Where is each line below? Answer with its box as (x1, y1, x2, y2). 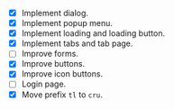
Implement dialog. (21, 8, 89, 18)
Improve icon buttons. (21, 68, 104, 79)
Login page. (21, 78, 67, 89)
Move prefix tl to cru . (21, 89, 103, 100)
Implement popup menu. (21, 18, 114, 29)
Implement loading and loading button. (21, 28, 166, 39)
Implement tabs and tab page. (21, 38, 133, 49)
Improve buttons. (21, 59, 86, 69)
